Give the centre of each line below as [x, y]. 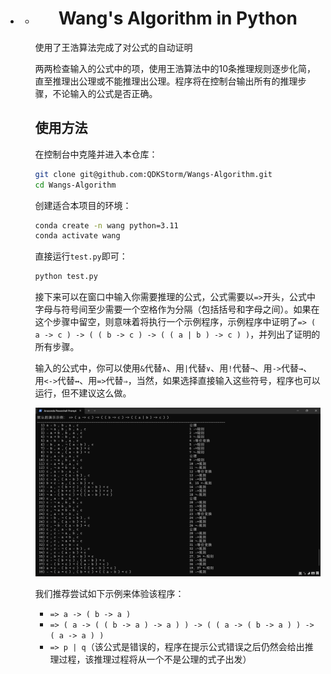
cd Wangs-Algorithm [75, 185]
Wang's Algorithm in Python [178, 18]
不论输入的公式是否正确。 [105, 93]
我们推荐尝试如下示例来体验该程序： [109, 594]
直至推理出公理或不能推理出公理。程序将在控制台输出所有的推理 [166, 81]
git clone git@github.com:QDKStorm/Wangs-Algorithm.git [153, 174]
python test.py [66, 277]
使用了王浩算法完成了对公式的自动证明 [113, 47]
